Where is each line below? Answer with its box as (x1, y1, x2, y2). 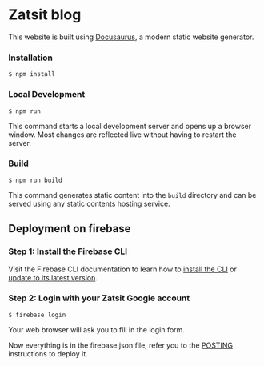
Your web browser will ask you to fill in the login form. (8, 324, 186, 334)
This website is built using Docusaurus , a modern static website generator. (8, 32, 254, 42)
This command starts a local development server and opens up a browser (8, 121, 252, 131)
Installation (8, 52, 54, 63)
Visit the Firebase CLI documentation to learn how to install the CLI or (8, 264, 238, 274)
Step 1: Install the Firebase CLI (8, 246, 128, 257)
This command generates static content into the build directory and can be (8, 190, 257, 199)
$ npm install (8, 70, 56, 78)
